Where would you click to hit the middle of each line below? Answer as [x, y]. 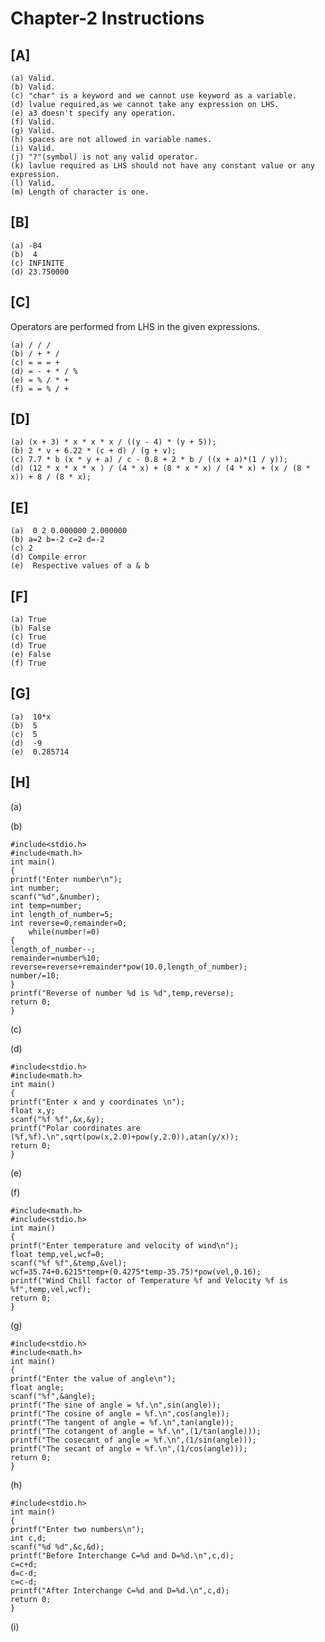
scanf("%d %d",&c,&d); [57, 1547]
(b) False [31, 628]
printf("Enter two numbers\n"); [77, 1529]
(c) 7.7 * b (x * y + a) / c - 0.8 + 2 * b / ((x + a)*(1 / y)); [149, 460]
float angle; [37, 1387]
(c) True [28, 637]
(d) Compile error [48, 557]
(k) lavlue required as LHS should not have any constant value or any [162, 166]
